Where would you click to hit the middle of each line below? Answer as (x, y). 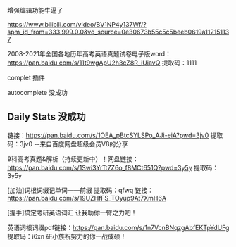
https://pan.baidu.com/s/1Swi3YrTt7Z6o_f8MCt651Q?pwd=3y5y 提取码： (113, 167)
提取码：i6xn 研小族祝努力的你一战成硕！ (67, 236)
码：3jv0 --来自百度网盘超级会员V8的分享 (68, 144)
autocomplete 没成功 (38, 93)
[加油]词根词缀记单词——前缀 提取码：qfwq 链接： (80, 190)
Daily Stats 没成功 (46, 117)
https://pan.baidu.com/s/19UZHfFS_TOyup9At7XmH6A (87, 198)
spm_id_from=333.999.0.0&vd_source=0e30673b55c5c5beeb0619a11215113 (118, 32)
